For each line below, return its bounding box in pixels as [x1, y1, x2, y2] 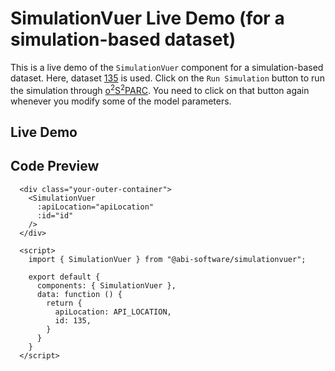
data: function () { [36, 289, 123, 299]
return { [46, 298, 83, 308]
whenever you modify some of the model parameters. [10, 95, 232, 107]
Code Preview [10, 158, 100, 175]
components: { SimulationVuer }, [36, 280, 177, 291]
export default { [28, 272, 101, 282]
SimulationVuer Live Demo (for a [10, 7, 285, 30]
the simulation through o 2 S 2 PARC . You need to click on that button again [10, 82, 310, 96]
